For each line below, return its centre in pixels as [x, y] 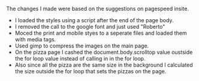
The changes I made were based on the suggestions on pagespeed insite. [98, 9]
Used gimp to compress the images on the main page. [82, 46]
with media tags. [35, 39]
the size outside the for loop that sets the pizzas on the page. [91, 71]
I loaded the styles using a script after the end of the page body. [94, 20]
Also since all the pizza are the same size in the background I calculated [104, 65]
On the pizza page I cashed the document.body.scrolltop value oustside [104, 52]
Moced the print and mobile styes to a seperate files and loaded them [101, 33]
